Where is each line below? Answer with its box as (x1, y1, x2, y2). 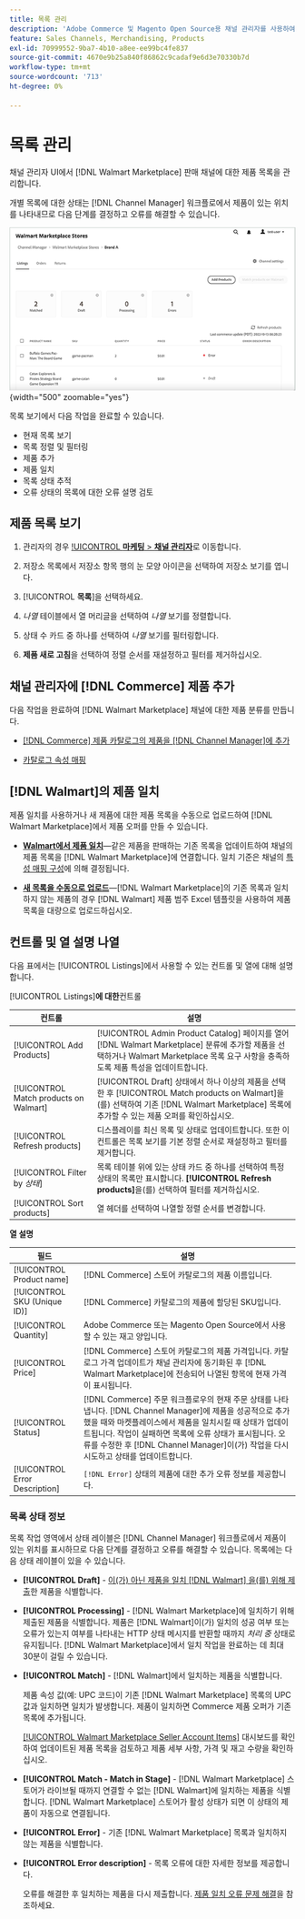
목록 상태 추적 (22, 475, 72, 486)
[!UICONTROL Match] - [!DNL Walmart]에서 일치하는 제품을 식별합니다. (22, 1670, 283, 1681)
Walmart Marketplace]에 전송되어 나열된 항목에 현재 (83, 1368, 271, 1379)
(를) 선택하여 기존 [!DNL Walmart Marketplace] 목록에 (96, 1099, 292, 1110)
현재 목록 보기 (22, 429, 72, 440)
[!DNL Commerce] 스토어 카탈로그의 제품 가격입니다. (83, 1345, 272, 1356)
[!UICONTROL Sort (13, 1197, 84, 1209)
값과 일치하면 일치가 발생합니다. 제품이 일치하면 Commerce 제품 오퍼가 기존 (22, 1701, 292, 1712)
